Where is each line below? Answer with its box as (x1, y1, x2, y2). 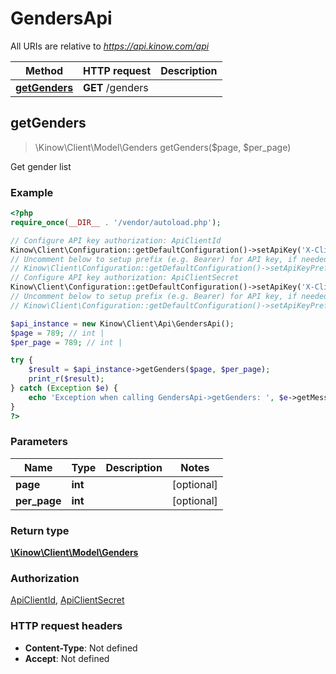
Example (10, 185, 54, 199)
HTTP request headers (10, 619, 123, 633)
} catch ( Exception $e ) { (10, 383, 118, 394)
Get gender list (10, 160, 72, 172)
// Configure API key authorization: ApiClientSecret (10, 273, 240, 283)
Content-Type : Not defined (24, 642, 138, 654)
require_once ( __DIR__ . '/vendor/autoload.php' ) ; (10, 217, 222, 227)
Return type (10, 523, 70, 537)
